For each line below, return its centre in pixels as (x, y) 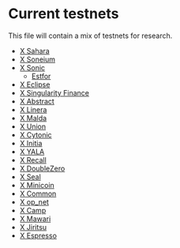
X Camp (33, 210)
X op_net (34, 201)
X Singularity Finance (54, 92)
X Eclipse (35, 85)
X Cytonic (36, 134)
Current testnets (64, 14)
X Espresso (38, 235)
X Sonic (32, 67)
